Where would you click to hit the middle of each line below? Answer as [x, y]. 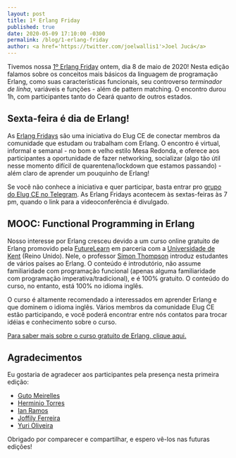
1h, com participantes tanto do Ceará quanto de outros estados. [100, 97]
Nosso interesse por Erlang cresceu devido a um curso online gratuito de [113, 241]
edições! [20, 447]
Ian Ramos [33, 411]
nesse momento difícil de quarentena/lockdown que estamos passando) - [114, 166]
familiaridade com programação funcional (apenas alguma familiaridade [112, 271]
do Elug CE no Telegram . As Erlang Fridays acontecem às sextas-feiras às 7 [117, 194]
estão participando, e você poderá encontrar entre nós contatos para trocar [117, 314]
